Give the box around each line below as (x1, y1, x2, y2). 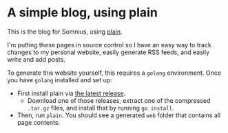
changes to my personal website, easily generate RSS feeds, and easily (7, 48, 210, 56)
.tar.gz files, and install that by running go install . (27, 104, 174, 112)
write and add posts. (7, 55, 65, 63)
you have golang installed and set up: (7, 75, 112, 84)
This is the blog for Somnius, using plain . (7, 27, 123, 36)
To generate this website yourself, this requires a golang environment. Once (7, 69, 222, 77)
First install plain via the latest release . (17, 89, 126, 97)
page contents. (17, 118, 61, 126)
